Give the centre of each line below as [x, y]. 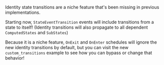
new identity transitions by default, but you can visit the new [67, 47]
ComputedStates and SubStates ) [37, 32]
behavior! [15, 58]
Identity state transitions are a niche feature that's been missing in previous [82, 7]
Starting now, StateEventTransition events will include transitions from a [80, 22]
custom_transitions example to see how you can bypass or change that [79, 53]
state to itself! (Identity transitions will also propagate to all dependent [77, 27]
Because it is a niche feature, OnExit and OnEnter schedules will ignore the [81, 42]
